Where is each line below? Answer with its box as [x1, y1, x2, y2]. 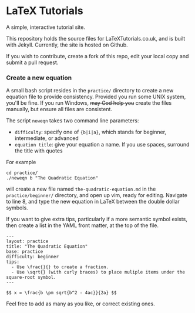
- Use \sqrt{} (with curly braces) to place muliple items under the [11, 269, 185, 275]
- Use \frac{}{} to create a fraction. [11, 264, 109, 270]
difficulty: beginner [6, 254, 59, 260]
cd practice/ [6, 170, 38, 176]
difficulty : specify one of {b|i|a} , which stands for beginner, [14, 128, 166, 136]
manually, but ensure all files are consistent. [6, 106, 113, 113]
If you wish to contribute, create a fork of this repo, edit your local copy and [6, 52, 189, 59]
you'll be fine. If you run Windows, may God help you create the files [6, 99, 172, 106]
